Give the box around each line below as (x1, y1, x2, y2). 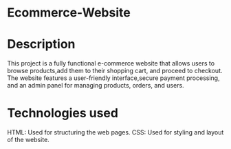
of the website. (7, 136, 49, 144)
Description (7, 37, 76, 52)
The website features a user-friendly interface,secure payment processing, (7, 74, 220, 82)
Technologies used (7, 106, 119, 121)
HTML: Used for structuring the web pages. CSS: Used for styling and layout (7, 128, 224, 137)
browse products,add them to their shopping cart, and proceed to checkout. (7, 67, 223, 75)
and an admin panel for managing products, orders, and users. (7, 81, 184, 90)
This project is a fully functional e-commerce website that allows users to (7, 59, 215, 68)
